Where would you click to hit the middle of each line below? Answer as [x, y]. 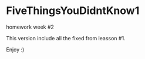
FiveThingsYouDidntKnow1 [73, 11]
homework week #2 [30, 27]
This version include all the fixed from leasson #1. [66, 38]
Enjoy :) [15, 49]
